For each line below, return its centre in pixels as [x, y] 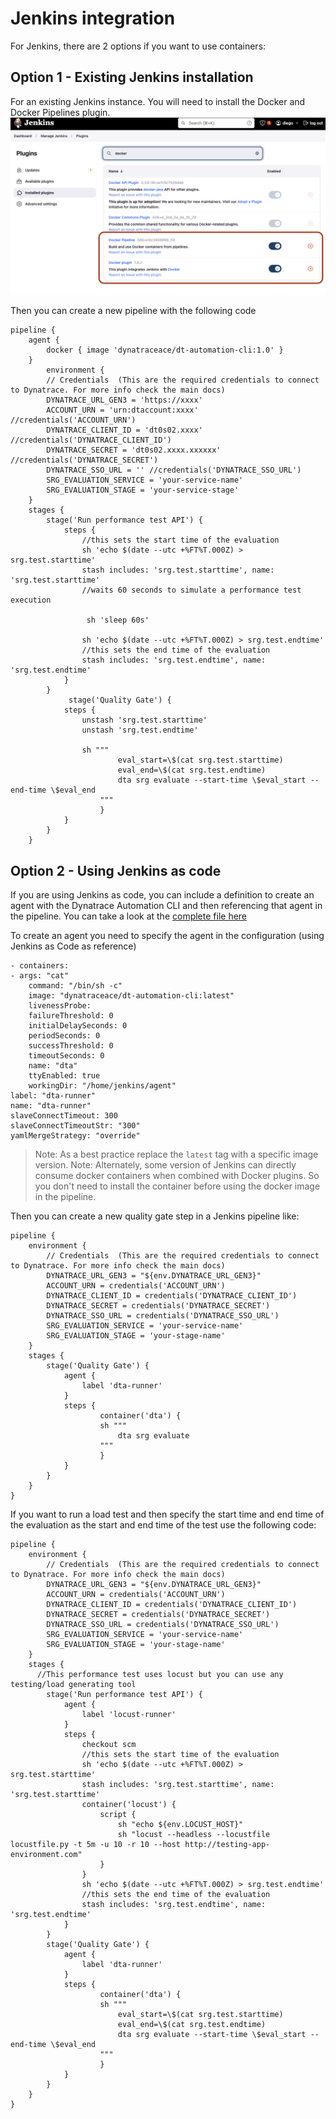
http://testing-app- [227, 1845]
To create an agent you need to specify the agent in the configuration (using [167, 936]
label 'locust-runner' [129, 1715]
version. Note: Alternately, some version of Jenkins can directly [165, 1165]
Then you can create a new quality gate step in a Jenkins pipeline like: [155, 1216]
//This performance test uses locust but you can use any [160, 1675]
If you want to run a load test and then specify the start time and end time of [167, 1514]
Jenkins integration [93, 18]
